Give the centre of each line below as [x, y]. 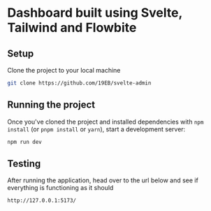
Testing [24, 163]
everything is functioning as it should [60, 188]
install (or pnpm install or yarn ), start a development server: [96, 129]
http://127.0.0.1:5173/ [42, 201]
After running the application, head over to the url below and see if [103, 180]
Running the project [51, 105]
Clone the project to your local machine [64, 70]
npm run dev [24, 142]
